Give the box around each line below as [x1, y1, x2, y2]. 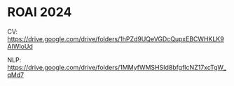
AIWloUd [7, 42, 33, 50]
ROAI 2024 [7, 4, 72, 20]
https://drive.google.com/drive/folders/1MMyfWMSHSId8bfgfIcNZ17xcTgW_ [7, 63, 226, 71]
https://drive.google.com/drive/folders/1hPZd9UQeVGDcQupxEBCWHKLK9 [7, 34, 224, 43]
